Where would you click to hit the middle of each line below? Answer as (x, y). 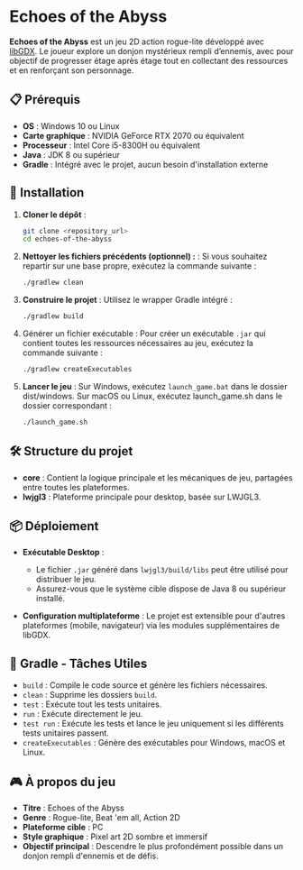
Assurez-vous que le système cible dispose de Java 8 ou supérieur (161, 589)
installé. (50, 599)
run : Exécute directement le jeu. (83, 714)
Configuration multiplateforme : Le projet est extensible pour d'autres (154, 616)
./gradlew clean (53, 283)
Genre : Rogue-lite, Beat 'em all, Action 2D (101, 818)
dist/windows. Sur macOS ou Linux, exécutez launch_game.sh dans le (152, 396)
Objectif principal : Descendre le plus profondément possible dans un (153, 847)
